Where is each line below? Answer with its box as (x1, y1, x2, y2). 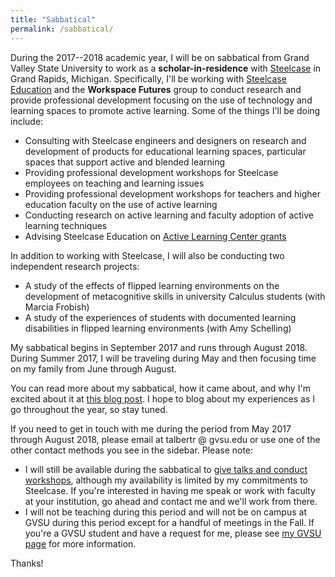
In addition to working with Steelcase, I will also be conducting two (10, 249, 285, 261)
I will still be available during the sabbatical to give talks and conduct (24, 463, 308, 475)
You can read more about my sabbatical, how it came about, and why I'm (10, 382, 311, 394)
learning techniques (24, 219, 108, 231)
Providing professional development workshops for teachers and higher (24, 187, 322, 200)
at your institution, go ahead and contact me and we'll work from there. (24, 495, 318, 507)
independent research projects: (10, 260, 140, 272)
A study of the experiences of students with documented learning (24, 311, 297, 323)
